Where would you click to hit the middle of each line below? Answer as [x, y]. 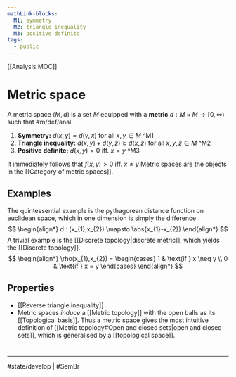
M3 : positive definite [47, 33]
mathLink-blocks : [33, 14]
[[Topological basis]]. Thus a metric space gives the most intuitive [113, 320]
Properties [31, 288]
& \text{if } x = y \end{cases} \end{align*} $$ [118, 266]
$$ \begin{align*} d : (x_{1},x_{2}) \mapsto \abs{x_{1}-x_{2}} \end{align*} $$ [118, 229]
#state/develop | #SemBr [44, 366]
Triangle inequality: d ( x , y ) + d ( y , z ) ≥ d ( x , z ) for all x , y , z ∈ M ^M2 [114, 143]
